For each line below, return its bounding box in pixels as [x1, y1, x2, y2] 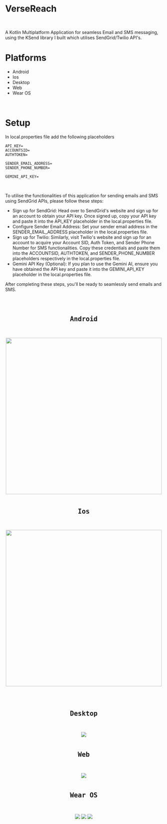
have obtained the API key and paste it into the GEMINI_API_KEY [12, 266, 145, 272]
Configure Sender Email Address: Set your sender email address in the [12, 223, 158, 229]
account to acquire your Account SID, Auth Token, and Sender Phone [12, 239, 155, 245]
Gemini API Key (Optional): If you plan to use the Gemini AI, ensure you [12, 261, 158, 267]
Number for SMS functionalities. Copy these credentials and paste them [12, 245, 161, 251]
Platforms [5, 52, 46, 64]
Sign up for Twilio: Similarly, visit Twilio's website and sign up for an [12, 234, 152, 240]
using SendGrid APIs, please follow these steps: [5, 198, 104, 204]
